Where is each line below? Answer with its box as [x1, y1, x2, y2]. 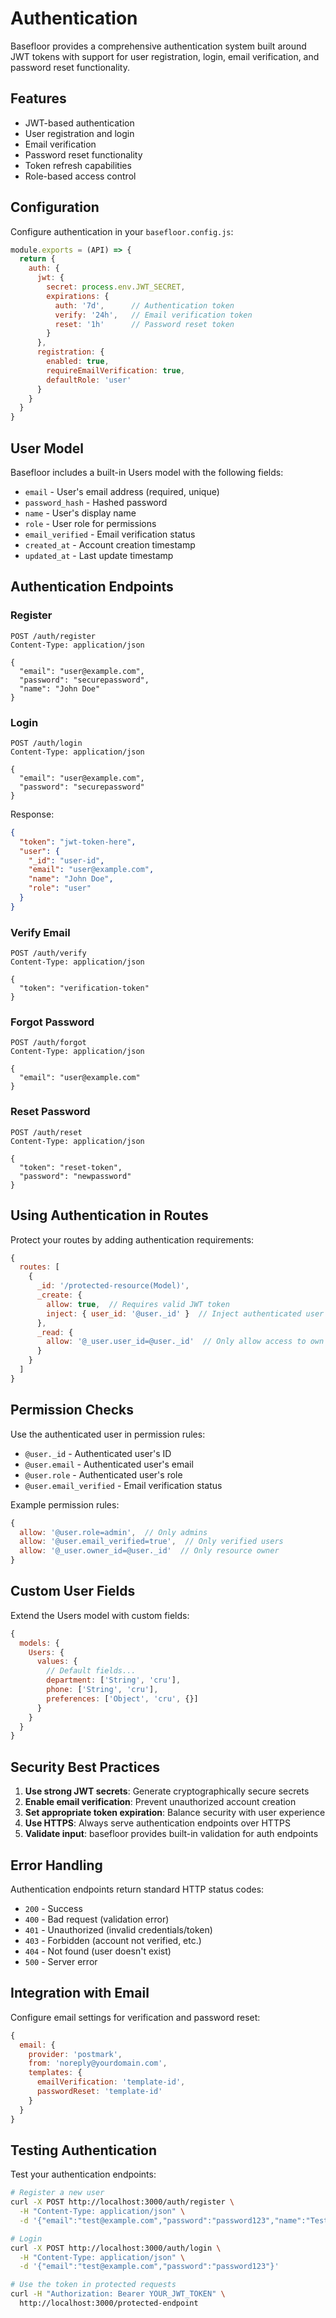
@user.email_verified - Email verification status [24, 1479, 223, 1491]
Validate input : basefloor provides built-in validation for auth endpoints [24, 1828, 319, 1840]
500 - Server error [24, 1955, 98, 1967]
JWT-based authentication [24, 117, 135, 129]
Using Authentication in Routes [10, 1207, 209, 1224]
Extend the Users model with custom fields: [10, 1609, 190, 1621]
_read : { [36, 1327, 74, 1337]
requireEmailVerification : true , [46, 365, 186, 376]
